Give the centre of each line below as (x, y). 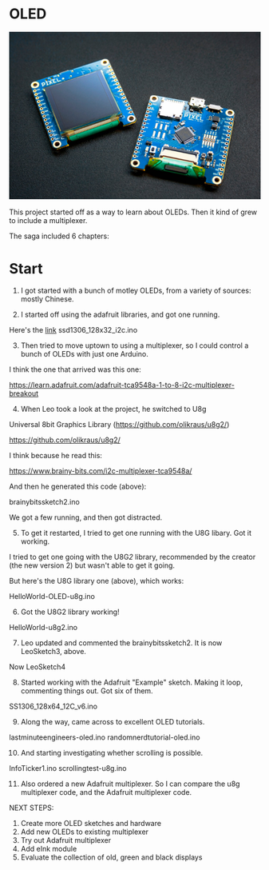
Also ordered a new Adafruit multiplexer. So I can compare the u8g (130, 784)
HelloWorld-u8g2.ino (44, 628)
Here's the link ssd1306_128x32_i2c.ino (73, 330)
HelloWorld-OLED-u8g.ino (52, 597)
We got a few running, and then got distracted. (86, 517)
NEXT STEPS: (32, 808)
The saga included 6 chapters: (59, 236)
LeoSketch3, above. (53, 652)
